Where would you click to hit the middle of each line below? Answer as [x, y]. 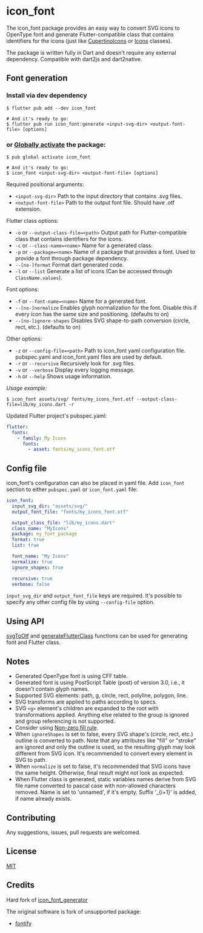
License [22, 851]
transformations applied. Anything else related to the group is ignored [102, 715]
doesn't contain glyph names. [52, 689]
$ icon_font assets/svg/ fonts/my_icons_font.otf [70, 399]
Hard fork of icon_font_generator [47, 900]
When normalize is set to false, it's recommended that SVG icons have [103, 767]
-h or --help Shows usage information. [63, 376]
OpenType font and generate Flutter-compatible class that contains [90, 34]
